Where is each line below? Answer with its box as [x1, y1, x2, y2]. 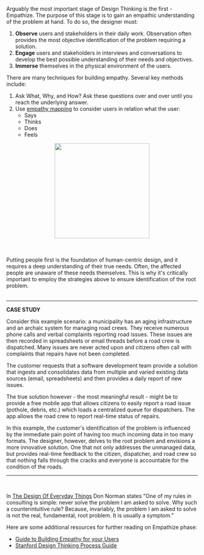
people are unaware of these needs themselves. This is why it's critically [6, 269, 188, 276]
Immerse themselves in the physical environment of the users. [15, 62, 172, 69]
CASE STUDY [6, 306, 41, 313]
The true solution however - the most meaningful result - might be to [6, 393, 178, 400]
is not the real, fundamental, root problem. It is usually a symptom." [6, 512, 174, 519]
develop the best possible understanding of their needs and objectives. [15, 56, 194, 63]
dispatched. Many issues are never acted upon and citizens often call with [6, 344, 192, 351]
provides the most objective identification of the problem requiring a [15, 37, 186, 43]
